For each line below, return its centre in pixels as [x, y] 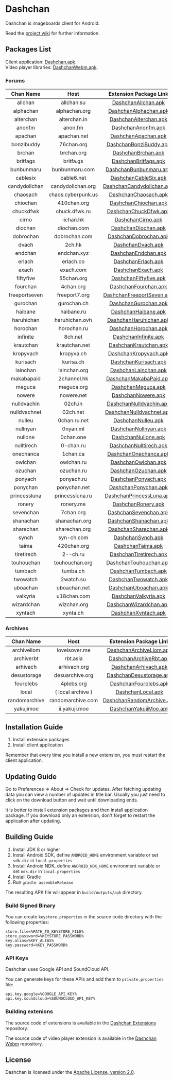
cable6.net [73, 178]
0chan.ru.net [73, 421]
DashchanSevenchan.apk [139, 513]
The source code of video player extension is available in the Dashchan [81, 1038]
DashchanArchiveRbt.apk [140, 658]
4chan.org [73, 287]
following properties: [27, 922]
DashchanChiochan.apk [138, 203]
